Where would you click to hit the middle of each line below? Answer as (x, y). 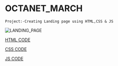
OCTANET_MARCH (44, 8)
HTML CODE (18, 40)
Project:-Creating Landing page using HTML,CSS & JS (59, 21)
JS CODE (14, 58)
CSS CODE (16, 49)
